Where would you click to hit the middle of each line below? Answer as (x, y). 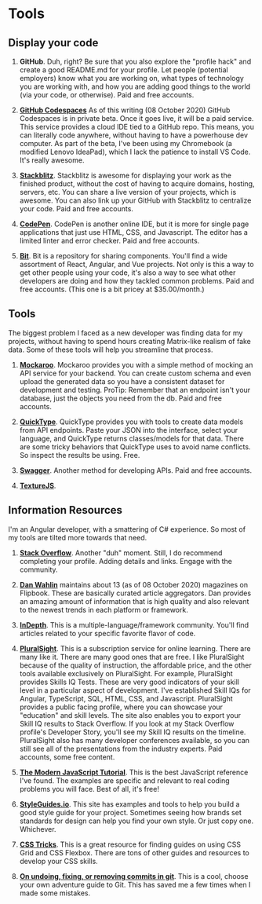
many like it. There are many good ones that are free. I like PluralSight (132, 657)
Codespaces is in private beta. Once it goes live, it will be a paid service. (136, 118)
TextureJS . (38, 485)
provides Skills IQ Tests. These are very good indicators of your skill (129, 682)
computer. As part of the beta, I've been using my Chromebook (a (126, 143)
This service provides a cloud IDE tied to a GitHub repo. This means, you (137, 127)
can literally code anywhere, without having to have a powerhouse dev (134, 135)
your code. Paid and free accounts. (76, 209)
